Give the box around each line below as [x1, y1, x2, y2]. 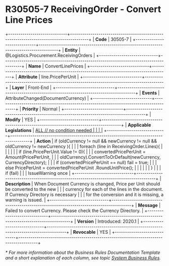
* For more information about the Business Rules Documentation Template [5, 249, 160, 255]
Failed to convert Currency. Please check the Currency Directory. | [5, 208, 144, 214]
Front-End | [28, 84, 52, 90]
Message [138, 202, 158, 208]
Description [5, 180, 31, 187]
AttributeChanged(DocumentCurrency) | [5, 95, 89, 101]
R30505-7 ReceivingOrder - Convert [5, 4, 161, 15]
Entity [65, 47, 78, 53]
